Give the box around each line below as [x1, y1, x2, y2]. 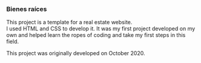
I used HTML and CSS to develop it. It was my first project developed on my [6, 25, 196, 32]
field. [6, 38, 19, 45]
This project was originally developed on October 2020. [6, 50, 145, 57]
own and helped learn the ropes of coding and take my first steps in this [6, 31, 186, 39]
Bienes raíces [6, 5, 47, 13]
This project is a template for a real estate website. [6, 19, 133, 26]
